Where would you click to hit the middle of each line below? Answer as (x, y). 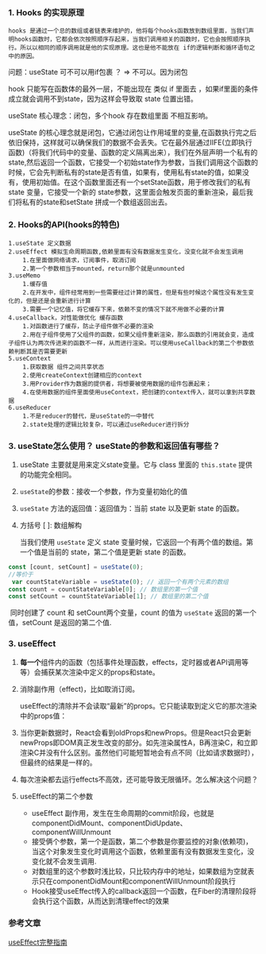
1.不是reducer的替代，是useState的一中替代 (89, 416)
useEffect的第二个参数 (56, 796)
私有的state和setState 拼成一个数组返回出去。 (97, 202)
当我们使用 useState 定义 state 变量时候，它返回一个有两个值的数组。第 (137, 542)
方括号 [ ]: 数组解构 (50, 525)
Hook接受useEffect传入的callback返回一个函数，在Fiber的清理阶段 (141, 890)
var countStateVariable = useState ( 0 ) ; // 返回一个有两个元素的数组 (120, 581)
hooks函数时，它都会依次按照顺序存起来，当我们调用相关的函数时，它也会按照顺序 (129, 40)
